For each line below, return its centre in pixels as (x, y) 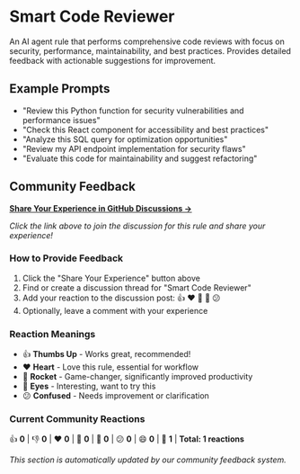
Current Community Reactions (77, 419)
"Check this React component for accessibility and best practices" (146, 130)
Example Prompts (60, 89)
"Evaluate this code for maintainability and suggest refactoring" (140, 158)
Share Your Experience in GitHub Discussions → (101, 208)
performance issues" (61, 120)
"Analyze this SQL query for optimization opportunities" (125, 139)
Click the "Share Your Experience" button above (111, 278)
